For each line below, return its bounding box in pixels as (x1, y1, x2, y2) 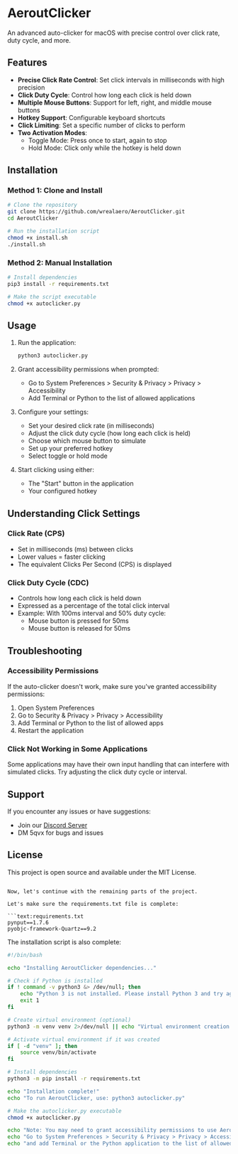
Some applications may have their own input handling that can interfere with (7, 760, 229, 769)
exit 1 (20, 997, 40, 1004)
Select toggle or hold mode (28, 452, 108, 460)
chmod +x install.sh (7, 234, 69, 241)
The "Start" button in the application (28, 479, 135, 488)
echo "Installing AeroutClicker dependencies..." (7, 964, 157, 971)
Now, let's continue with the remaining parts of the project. (7, 887, 198, 895)
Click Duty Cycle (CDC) (7, 577, 89, 587)
